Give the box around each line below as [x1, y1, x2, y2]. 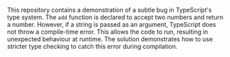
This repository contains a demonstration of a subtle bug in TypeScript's [7, 6, 212, 14]
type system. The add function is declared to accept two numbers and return [7, 13, 224, 21]
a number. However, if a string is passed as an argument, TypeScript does [7, 21, 216, 28]
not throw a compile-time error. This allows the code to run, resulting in [7, 27, 208, 36]
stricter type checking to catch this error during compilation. [7, 43, 178, 50]
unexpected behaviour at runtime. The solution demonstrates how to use [7, 35, 213, 43]
